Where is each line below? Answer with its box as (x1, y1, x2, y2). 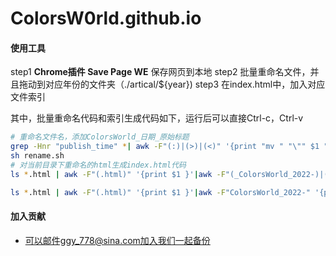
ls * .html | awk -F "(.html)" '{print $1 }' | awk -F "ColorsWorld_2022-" (10, 187, 311, 197)
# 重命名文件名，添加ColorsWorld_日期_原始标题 (10, 132, 190, 142)
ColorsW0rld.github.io (10, 7, 202, 30)
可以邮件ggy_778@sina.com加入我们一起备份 (24, 234, 211, 246)
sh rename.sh (10, 151, 65, 161)
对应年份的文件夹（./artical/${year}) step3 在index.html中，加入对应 (44, 78, 326, 91)
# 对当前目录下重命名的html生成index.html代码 (10, 160, 187, 171)
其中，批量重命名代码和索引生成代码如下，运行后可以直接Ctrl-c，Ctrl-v (10, 112, 304, 124)
